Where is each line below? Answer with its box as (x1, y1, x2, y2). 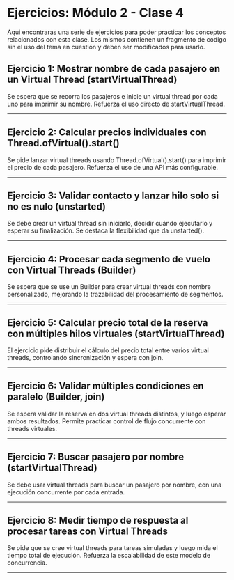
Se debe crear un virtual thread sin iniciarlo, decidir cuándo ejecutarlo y (7, 219, 213, 228)
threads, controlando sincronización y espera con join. (7, 354, 164, 361)
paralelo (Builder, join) (7, 391, 105, 403)
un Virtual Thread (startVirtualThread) (7, 74, 178, 86)
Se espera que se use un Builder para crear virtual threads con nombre (7, 283, 211, 291)
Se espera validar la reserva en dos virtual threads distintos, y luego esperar (7, 409, 226, 418)
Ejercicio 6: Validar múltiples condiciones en (7, 380, 204, 392)
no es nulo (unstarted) (7, 201, 107, 212)
